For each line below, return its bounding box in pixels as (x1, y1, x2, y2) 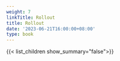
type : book (6, 31, 34, 37)
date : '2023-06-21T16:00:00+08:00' (6, 25, 96, 32)
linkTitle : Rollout (6, 14, 55, 21)
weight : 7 (6, 8, 31, 15)
